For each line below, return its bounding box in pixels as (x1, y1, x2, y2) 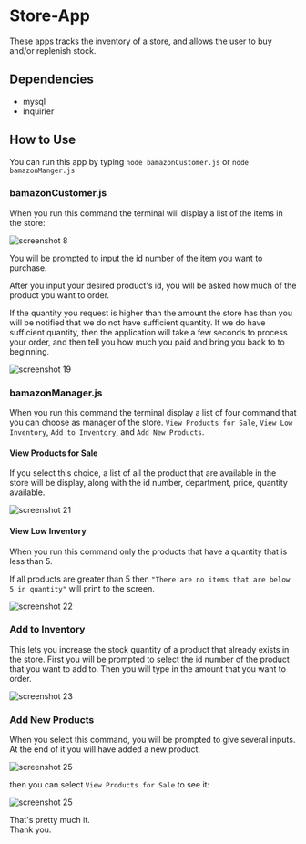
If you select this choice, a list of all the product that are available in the (9, 468, 277, 479)
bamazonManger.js (9, 166, 76, 175)
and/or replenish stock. (9, 45, 97, 56)
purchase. (9, 262, 47, 273)
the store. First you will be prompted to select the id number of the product (9, 654, 290, 664)
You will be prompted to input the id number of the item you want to (9, 252, 263, 263)
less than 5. (9, 555, 53, 566)
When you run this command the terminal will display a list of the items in (9, 207, 284, 219)
